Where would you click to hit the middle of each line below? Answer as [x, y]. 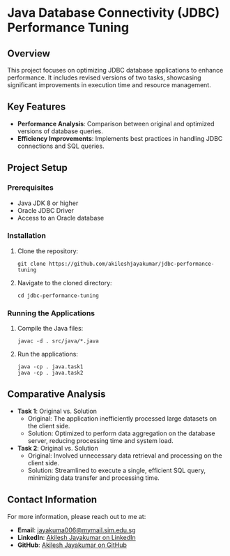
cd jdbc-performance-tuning [58, 295]
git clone [32, 264]
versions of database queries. [60, 131]
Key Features [37, 107]
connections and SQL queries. [61, 146]
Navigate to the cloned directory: [65, 283]
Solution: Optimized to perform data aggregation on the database [121, 433]
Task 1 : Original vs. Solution [57, 411]
